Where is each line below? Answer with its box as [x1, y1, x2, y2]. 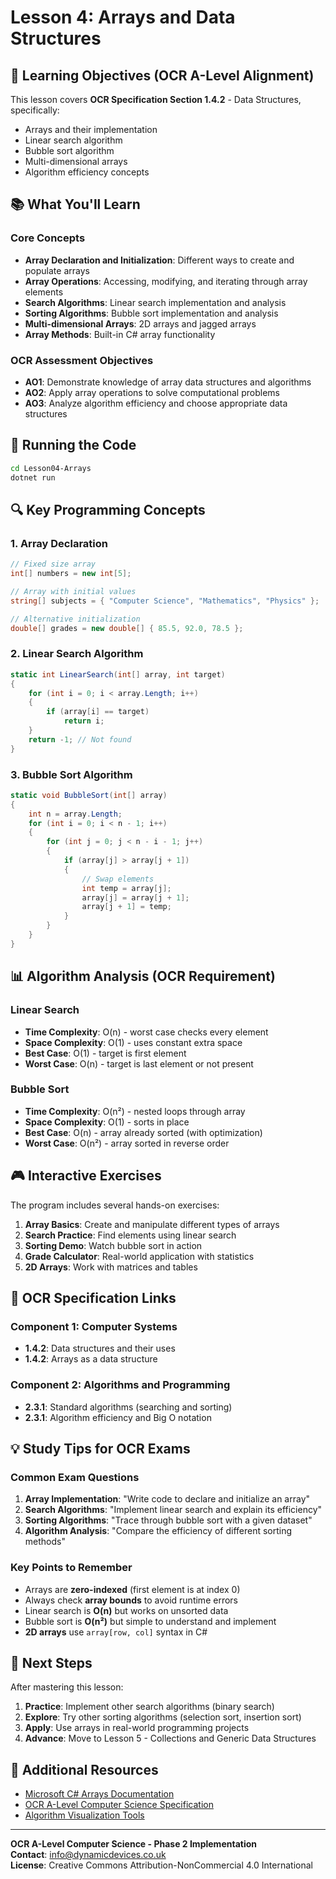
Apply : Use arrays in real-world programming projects [24, 1722, 250, 1734]
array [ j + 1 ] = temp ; [81, 902, 172, 912]
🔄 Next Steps [10, 1654, 93, 1671]
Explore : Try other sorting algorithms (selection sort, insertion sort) [24, 1711, 302, 1723]
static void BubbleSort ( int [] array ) [10, 790, 168, 800]
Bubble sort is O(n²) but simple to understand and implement [24, 1615, 277, 1627]
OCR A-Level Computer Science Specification [24, 1799, 214, 1811]
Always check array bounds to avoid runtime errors [24, 1594, 238, 1606]
